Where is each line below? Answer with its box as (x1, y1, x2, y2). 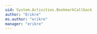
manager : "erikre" (5, 21, 43, 26)
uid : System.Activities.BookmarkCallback (5, 7, 93, 12)
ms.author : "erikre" (5, 16, 48, 21)
